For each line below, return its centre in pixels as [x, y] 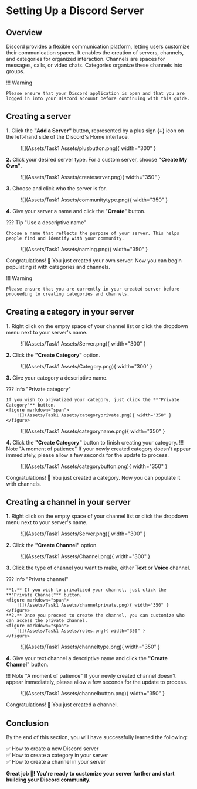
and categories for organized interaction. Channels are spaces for [86, 59]
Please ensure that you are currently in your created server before [93, 289]
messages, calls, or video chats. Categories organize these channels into [94, 65]
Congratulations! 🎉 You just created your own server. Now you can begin [94, 260]
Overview [24, 33]
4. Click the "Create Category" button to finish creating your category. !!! [95, 442]
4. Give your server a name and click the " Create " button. [76, 211]
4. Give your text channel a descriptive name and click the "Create [87, 658]
